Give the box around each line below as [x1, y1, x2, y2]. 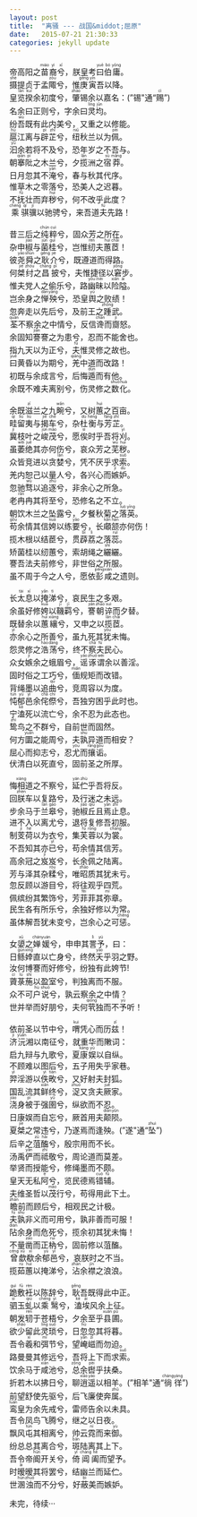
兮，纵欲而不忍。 [56, 1099, 119, 1110]
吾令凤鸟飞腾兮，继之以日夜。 [9, 1415, 119, 1426]
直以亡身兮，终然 [32, 951, 96, 963]
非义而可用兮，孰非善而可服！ [25, 1214, 135, 1225]
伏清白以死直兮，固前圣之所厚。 [9, 758, 127, 769]
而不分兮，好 [33, 1479, 81, 1490]
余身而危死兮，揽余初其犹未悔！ [17, 1227, 136, 1238]
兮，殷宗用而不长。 [48, 1138, 119, 1149]
